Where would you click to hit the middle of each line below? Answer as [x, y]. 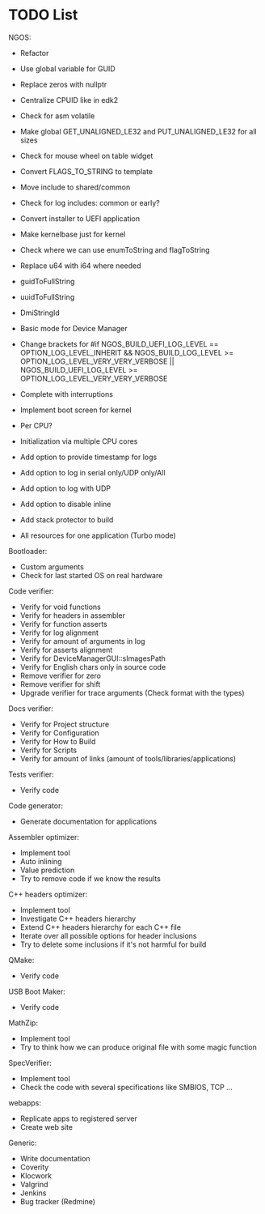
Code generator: [36, 805]
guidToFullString [47, 281]
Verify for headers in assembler [72, 615]
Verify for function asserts [63, 624]
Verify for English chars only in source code [93, 667]
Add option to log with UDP [65, 488]
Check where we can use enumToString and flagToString [115, 249]
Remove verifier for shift [60, 684]
